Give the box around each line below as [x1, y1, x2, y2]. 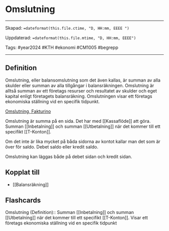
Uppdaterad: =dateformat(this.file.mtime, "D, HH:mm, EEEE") [5, 34, 136, 41]
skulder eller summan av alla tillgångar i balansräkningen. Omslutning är [5, 82, 154, 89]
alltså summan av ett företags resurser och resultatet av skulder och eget [5, 88, 157, 94]
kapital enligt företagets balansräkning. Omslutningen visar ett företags [5, 93, 152, 99]
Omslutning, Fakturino [5, 108, 51, 114]
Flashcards [5, 196, 41, 204]
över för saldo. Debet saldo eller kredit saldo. [5, 143, 99, 149]
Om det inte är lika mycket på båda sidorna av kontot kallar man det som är [5, 138, 161, 144]
